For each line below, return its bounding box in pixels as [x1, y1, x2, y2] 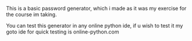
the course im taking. [6, 11, 57, 18]
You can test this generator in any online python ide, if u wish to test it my [6, 23, 183, 29]
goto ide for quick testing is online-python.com [6, 28, 119, 35]
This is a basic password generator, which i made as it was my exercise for [6, 5, 187, 12]
